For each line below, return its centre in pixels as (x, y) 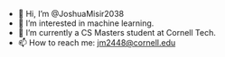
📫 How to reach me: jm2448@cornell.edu (97, 43)
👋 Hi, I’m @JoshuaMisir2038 (71, 14)
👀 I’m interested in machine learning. (86, 23)
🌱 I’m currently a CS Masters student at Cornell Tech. (117, 33)
